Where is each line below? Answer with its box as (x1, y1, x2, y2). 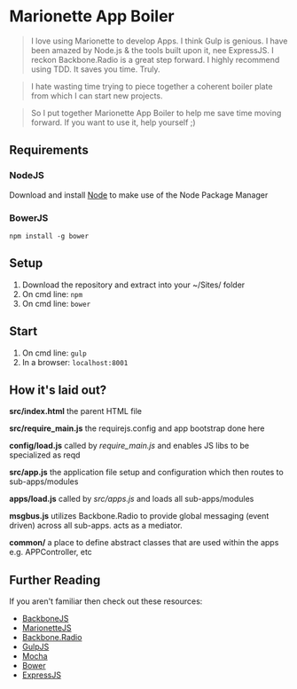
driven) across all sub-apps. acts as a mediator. (9, 521, 184, 531)
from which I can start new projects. (30, 90, 163, 101)
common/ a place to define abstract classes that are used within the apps (9, 537, 279, 548)
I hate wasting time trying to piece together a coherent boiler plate (30, 81, 273, 91)
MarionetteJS (21, 622, 73, 633)
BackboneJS (21, 614, 69, 624)
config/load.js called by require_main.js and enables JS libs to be (9, 441, 250, 451)
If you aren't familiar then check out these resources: (9, 596, 203, 607)
